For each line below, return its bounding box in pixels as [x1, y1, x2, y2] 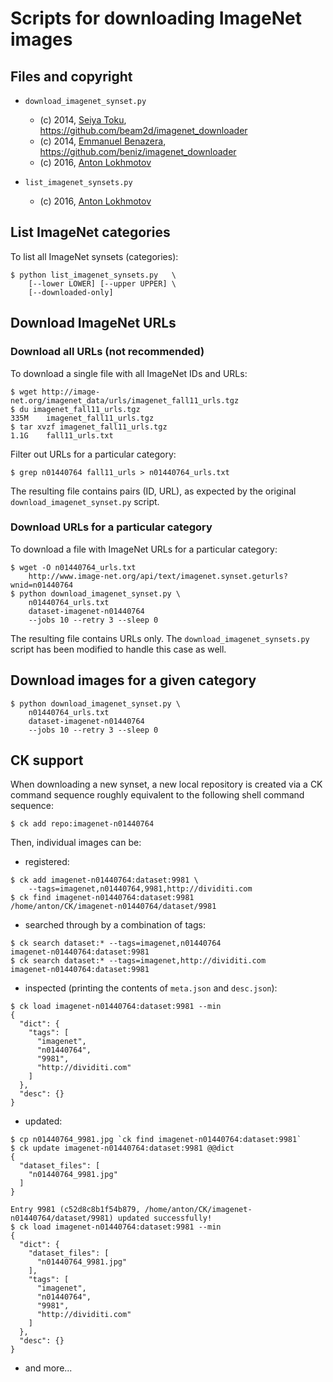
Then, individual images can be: [10, 837, 142, 849]
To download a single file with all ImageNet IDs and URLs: [10, 367, 248, 379]
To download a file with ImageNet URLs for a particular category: [10, 543, 278, 555]
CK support [10, 752, 84, 769]
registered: [24, 856, 70, 868]
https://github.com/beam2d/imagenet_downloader [39, 125, 248, 136]
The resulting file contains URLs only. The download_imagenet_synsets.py [10, 632, 310, 644]
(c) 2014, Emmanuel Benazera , [39, 135, 167, 147]
